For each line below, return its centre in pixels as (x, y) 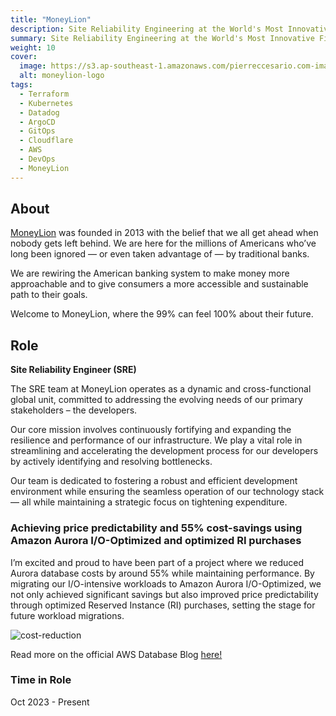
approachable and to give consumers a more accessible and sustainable (159, 284)
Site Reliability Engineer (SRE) (73, 370)
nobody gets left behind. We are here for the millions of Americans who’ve (163, 243)
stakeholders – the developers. (74, 410)
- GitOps (37, 131)
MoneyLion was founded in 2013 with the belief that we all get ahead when (164, 233)
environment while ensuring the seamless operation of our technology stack (167, 492)
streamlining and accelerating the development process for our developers (164, 451)
